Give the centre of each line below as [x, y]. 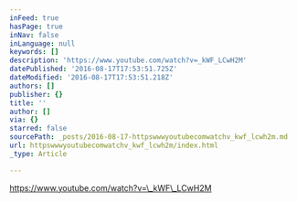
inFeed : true [34, 18]
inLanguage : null [42, 43]
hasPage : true [37, 27]
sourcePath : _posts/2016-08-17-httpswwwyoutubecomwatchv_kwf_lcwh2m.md [148, 137]
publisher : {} [37, 94]
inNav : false [34, 35]
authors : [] [32, 86]
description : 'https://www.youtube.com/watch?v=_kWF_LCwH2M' [128, 60]
